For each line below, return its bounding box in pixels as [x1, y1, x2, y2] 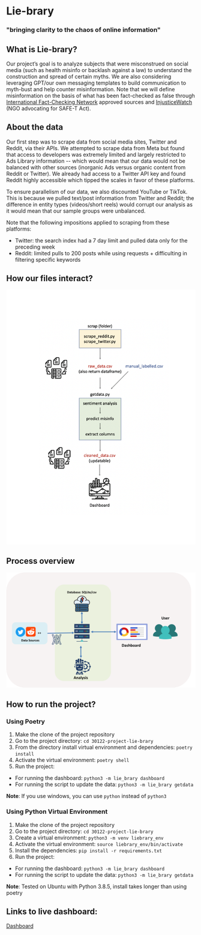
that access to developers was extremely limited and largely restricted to [6, 151, 186, 158]
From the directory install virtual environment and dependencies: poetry [14, 743, 193, 751]
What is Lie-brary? [6, 44, 78, 55]
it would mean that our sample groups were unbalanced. [6, 207, 146, 214]
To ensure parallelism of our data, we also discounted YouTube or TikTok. [6, 188, 188, 195]
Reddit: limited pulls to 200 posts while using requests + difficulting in [14, 249, 187, 256]
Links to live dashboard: [6, 907, 98, 917]
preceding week [14, 243, 55, 250]
